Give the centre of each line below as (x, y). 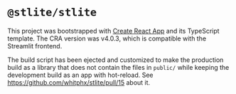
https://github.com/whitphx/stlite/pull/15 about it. (79, 82)
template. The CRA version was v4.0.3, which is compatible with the (107, 38)
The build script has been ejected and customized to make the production (116, 60)
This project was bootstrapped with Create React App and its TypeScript (113, 31)
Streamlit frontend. (35, 46)
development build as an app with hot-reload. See (81, 75)
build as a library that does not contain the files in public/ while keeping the (118, 67)
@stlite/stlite (52, 12)
